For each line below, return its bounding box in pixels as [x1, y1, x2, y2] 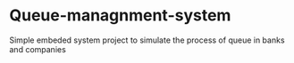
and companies [9, 43, 67, 54]
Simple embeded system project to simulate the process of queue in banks [9, 35, 285, 45]
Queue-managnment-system [9, 5, 231, 26]
